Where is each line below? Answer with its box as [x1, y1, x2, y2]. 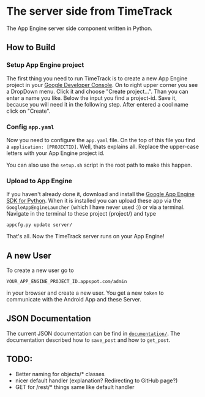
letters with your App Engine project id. [6, 149, 105, 157]
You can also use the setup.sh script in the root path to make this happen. [6, 161, 193, 168]
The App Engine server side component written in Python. [6, 25, 153, 32]
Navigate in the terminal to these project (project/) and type [6, 210, 157, 217]
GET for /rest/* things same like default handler [15, 383, 135, 390]
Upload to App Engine [6, 176, 72, 185]
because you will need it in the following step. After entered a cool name [6, 100, 188, 108]
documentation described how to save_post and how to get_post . [6, 336, 171, 344]
